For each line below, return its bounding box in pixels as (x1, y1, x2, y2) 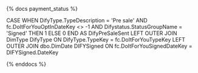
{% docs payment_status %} (6, 5, 78, 12)
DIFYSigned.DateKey (6, 49, 59, 56)
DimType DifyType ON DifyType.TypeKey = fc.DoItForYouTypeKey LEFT (6, 36, 185, 43)
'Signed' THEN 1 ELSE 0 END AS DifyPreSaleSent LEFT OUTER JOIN (6, 30, 177, 37)
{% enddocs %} (6, 60, 47, 68)
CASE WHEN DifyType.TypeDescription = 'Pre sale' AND (6, 17, 148, 24)
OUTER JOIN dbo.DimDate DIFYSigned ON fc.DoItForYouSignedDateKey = (6, 42, 193, 49)
